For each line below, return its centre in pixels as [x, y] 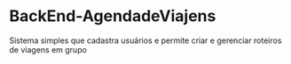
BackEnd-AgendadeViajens [113, 16]
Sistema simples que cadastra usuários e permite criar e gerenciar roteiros [145, 40]
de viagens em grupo [48, 49]
